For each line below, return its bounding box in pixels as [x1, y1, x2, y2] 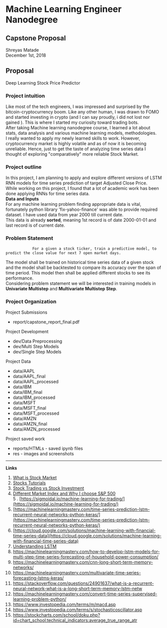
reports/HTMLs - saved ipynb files [12, 446, 83, 451]
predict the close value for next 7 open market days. [5, 250, 121, 256]
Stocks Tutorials [12, 480, 46, 486]
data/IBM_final [12, 389, 43, 395]
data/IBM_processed [12, 394, 56, 400]
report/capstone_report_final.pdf [12, 319, 80, 325]
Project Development [5, 329, 49, 334]
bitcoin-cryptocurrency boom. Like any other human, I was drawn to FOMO [5, 109, 159, 115]
